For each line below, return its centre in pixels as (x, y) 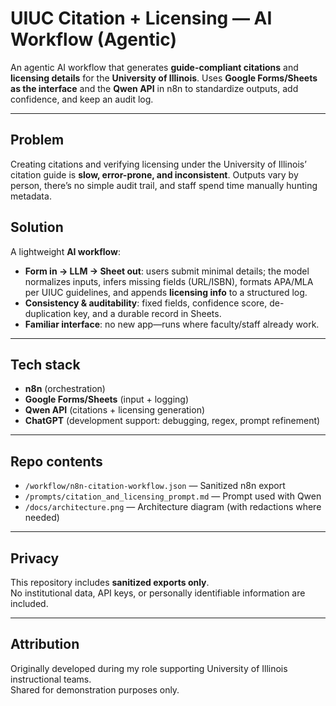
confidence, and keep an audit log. (82, 99)
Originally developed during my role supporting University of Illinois (149, 668)
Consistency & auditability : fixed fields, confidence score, (146, 303)
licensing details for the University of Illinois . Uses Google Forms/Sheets (164, 78)
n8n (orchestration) (65, 389)
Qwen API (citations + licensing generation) (115, 410)
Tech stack (45, 364)
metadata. (31, 196)
